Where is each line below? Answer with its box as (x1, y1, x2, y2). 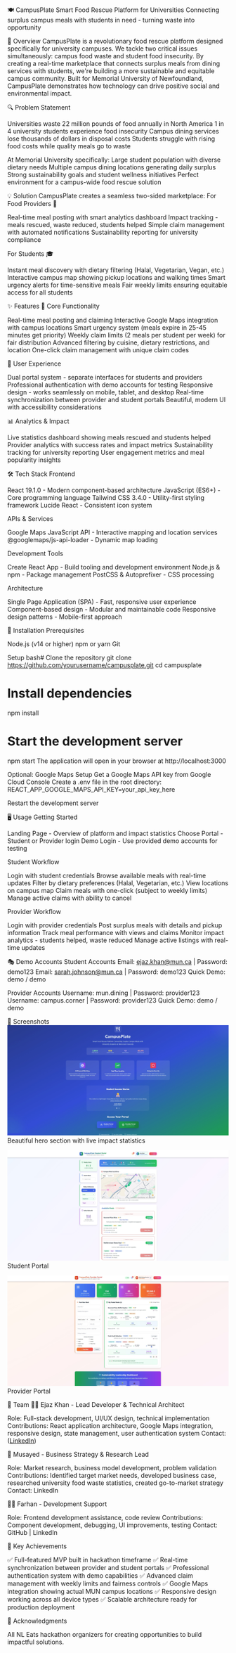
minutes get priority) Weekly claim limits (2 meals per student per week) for (7, 331, 226, 339)
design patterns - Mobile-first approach (7, 612, 122, 621)
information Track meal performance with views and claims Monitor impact (7, 928, 225, 937)
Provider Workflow (7, 907, 62, 915)
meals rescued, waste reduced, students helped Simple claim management (7, 221, 225, 229)
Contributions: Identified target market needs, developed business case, (7, 1472, 216, 1480)
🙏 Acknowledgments (7, 1616, 67, 1626)
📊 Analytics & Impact (7, 417, 70, 425)
